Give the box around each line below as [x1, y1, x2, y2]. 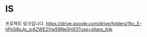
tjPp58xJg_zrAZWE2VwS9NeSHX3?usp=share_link [5, 26, 113, 32]
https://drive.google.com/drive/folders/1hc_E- [45, 20, 142, 26]
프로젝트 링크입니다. [5, 20, 45, 26]
